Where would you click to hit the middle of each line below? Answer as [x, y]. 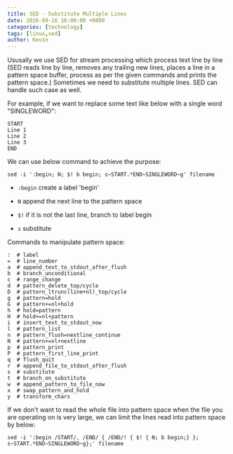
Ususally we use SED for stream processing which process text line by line [115, 60]
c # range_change [34, 280]
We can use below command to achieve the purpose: [84, 162]
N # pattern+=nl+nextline [47, 341]
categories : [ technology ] [45, 27]
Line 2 [17, 137]
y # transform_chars [39, 397]
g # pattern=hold [34, 298]
